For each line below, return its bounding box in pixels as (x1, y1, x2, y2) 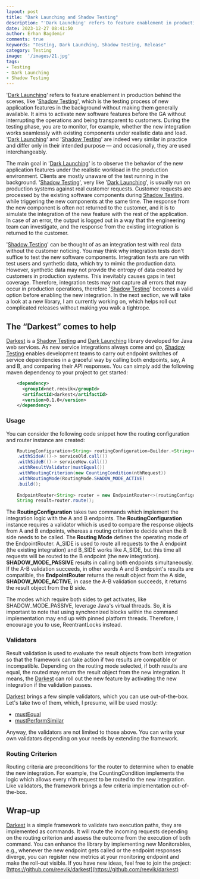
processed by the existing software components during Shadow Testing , (6, 192, 185, 199)
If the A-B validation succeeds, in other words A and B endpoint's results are (6, 565, 194, 573)
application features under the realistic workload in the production (6, 166, 168, 173)
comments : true (6, 36, 44, 42)
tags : (6, 58, 20, 64)
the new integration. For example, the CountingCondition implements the (6, 769, 185, 777)
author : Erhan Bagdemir (6, 31, 65, 37)
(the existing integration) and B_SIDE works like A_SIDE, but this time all (6, 546, 182, 553)
